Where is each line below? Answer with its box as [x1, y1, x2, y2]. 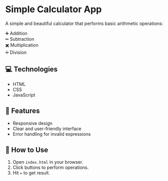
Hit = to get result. [12, 170, 50, 176]
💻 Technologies [5, 65, 58, 74]
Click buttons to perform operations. [12, 164, 89, 171]
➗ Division [5, 49, 27, 55]
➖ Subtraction [5, 36, 35, 42]
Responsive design [12, 120, 53, 126]
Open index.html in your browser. [12, 159, 84, 165]
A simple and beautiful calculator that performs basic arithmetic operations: [5, 20, 163, 26]
